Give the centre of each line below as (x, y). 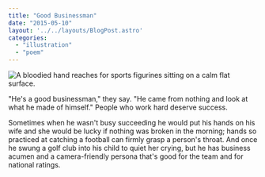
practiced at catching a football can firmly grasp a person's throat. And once (133, 139)
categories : (28, 38)
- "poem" (30, 52)
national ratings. (34, 165)
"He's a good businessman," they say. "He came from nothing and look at (128, 99)
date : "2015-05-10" (40, 23)
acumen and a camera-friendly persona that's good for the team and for (126, 156)
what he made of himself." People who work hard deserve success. (118, 107)
